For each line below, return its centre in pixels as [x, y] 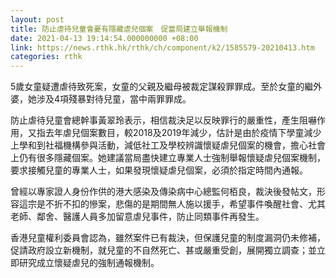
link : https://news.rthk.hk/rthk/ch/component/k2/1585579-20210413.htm [162, 47]
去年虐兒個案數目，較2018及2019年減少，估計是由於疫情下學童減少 [183, 133]
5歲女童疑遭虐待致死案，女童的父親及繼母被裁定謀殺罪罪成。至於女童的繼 [162, 87]
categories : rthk [46, 57]
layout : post [37, 19]
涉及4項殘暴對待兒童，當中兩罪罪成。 [114, 99]
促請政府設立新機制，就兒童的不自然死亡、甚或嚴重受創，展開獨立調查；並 [163, 250]
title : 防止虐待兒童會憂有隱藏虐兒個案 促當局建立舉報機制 [119, 29]
